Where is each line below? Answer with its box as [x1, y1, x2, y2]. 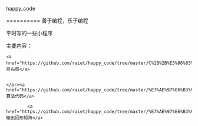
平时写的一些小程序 [6, 29, 53, 37]
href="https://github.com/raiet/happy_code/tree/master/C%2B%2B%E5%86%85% [6, 60, 194, 66]
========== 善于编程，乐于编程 [6, 17, 88, 24]
